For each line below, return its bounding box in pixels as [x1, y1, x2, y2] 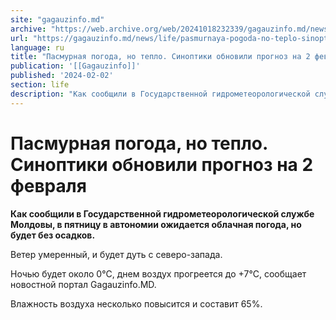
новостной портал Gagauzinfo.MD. [10, 278, 157, 290]
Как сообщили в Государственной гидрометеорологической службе [10, 207, 315, 220]
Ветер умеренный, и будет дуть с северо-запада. [10, 248, 223, 260]
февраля [10, 174, 87, 197]
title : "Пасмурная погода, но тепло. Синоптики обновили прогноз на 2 [10, 52, 311, 62]
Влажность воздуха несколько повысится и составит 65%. [10, 297, 263, 310]
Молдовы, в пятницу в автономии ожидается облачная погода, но [10, 218, 302, 230]
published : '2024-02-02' [10, 71, 114, 81]
